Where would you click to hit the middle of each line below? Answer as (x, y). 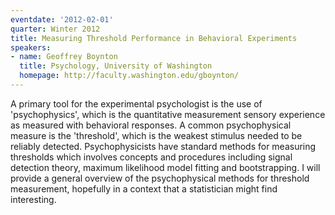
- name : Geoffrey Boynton (64, 57)
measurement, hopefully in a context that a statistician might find (144, 188)
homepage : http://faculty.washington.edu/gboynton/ (129, 76)
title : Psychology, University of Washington (116, 66)
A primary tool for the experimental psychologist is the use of (136, 103)
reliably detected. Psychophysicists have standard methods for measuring (163, 146)
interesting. (33, 199)
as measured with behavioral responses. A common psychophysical (151, 125)
